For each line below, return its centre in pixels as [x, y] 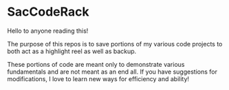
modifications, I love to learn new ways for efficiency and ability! [98, 78]
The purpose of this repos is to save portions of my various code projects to [115, 44]
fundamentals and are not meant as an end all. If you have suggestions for [112, 72]
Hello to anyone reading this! [48, 31]
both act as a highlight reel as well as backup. [72, 51]
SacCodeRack [48, 12]
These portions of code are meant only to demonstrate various [96, 64]
